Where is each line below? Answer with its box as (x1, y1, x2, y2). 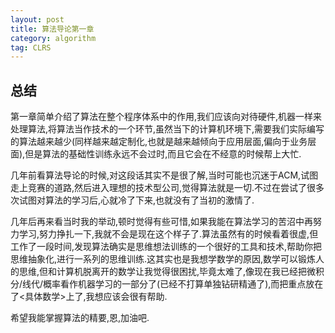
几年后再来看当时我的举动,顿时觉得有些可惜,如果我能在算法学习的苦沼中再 (10, 216, 314, 228)
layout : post (10, 14, 65, 25)
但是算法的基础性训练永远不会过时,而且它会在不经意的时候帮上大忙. (24, 148, 302, 160)
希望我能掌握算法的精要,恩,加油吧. (10, 312, 150, 324)
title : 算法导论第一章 (10, 24, 95, 34)
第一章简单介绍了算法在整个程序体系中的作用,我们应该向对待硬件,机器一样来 (10, 111, 323, 123)
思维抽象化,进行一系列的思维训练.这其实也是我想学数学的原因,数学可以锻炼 (10, 253, 317, 265)
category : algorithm (10, 33, 97, 43)
